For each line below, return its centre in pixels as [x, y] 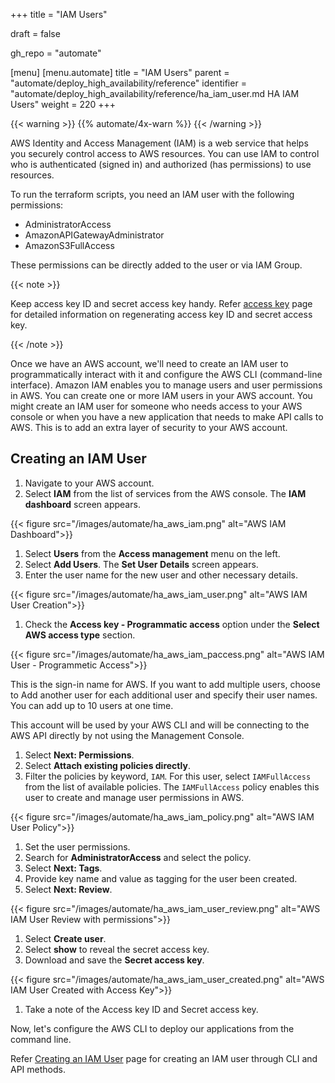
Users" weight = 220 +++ [63, 104]
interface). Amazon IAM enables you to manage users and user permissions [166, 385]
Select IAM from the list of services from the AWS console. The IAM [165, 493]
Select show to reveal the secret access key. [117, 949]
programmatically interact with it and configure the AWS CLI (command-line [166, 374]
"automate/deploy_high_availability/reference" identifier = [128, 83]
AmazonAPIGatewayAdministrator [94, 235]
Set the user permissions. [77, 846]
